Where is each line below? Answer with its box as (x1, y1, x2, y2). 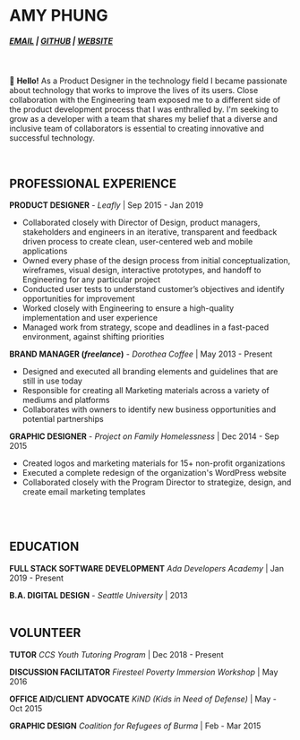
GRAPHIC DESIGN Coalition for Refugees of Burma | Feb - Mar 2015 (9, 720, 261, 731)
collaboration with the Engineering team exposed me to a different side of (9, 95, 280, 106)
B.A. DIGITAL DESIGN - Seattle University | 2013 (9, 589, 188, 600)
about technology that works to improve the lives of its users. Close (9, 85, 259, 96)
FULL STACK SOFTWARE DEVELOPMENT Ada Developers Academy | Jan (9, 563, 285, 573)
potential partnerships (21, 413, 105, 424)
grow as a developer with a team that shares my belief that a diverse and (9, 114, 278, 125)
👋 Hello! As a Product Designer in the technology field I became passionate (9, 75, 288, 86)
